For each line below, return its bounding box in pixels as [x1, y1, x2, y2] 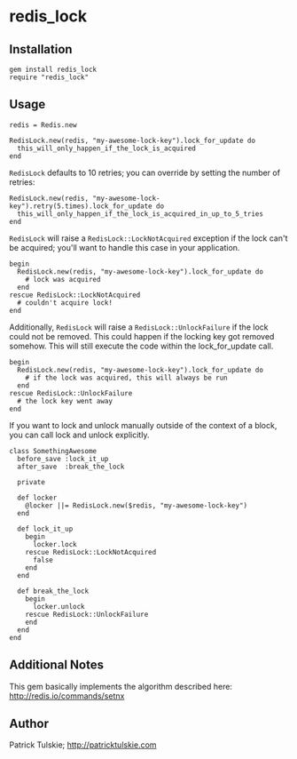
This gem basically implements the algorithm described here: [9, 681, 233, 691]
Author [9, 716, 49, 731]
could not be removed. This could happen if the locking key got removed [9, 331, 275, 341]
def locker [17, 493, 58, 502]
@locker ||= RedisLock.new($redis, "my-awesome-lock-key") [25, 500, 248, 510]
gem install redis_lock [9, 65, 98, 74]
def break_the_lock [17, 587, 90, 595]
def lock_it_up [17, 524, 74, 533]
